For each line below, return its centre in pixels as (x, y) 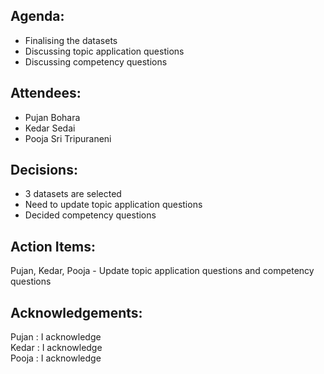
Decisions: (44, 170)
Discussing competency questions (96, 61)
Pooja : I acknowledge (56, 358)
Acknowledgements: (76, 312)
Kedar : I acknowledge (56, 348)
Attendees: (46, 93)
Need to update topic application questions (113, 205)
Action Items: (53, 246)
